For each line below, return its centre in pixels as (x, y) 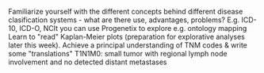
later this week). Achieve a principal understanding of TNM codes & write (128, 45)
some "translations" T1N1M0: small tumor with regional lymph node (118, 54)
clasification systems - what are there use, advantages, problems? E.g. (124, 20)
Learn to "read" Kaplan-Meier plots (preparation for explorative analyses (127, 36)
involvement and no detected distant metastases (88, 62)
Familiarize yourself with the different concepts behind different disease (126, 12)
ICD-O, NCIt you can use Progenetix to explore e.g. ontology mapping (133, 28)
